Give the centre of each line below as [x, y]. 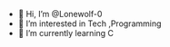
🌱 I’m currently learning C [66, 33]
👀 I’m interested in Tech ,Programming [90, 23]
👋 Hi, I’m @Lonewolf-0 [60, 14]
